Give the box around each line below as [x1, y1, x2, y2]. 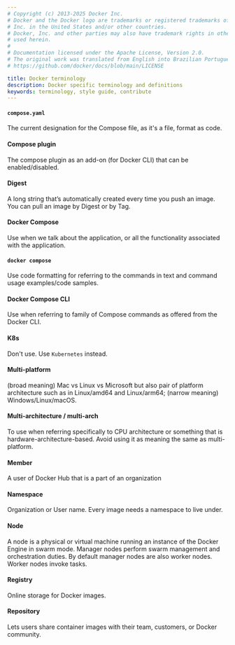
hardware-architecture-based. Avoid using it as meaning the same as [7, 435, 207, 443]
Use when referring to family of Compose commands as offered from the [7, 310, 218, 319]
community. [7, 630, 41, 639]
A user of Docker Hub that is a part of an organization [7, 474, 162, 483]
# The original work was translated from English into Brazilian [7, 56, 201, 63]
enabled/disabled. [7, 162, 59, 172]
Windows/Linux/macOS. [7, 396, 77, 404]
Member [7, 458, 33, 466]
